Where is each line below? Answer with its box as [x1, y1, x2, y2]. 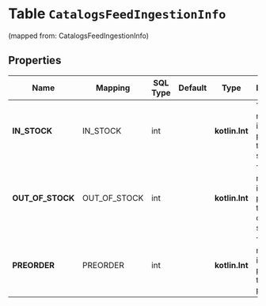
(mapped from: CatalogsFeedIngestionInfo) [8, 31, 149, 40]
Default [178, 82, 207, 93]
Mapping [96, 82, 131, 93]
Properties [8, 54, 62, 67]
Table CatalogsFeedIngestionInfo [8, 5, 226, 23]
